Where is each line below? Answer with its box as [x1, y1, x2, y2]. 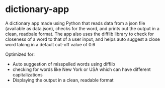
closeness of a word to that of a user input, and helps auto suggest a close [5, 36, 160, 42]
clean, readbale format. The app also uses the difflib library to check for [5, 31, 154, 37]
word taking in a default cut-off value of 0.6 [5, 41, 96, 47]
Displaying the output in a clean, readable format [12, 77, 114, 83]
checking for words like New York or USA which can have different [12, 66, 151, 72]
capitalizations [12, 71, 43, 77]
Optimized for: [5, 51, 35, 57]
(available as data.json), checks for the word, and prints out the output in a [5, 25, 160, 31]
